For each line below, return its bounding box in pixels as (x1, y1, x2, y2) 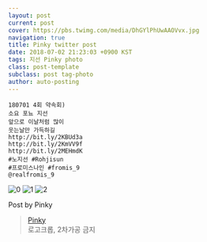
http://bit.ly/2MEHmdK (8, 147, 83, 155)
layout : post (8, 11, 51, 20)
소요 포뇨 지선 (8, 109, 48, 117)
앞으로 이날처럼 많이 (8, 118, 65, 126)
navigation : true (8, 33, 66, 42)
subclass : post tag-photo (8, 70, 93, 78)
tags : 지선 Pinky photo (8, 56, 83, 64)
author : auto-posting (8, 78, 80, 85)
